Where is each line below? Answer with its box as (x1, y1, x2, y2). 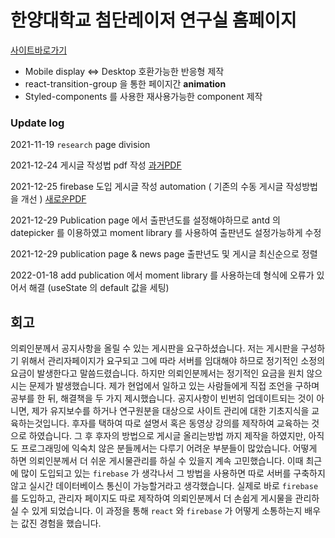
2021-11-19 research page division (10, 139, 151, 151)
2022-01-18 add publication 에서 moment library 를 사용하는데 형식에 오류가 (10, 269, 315, 281)
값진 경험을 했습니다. (20, 517, 102, 530)
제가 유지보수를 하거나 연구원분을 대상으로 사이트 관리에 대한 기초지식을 (31, 405, 310, 417)
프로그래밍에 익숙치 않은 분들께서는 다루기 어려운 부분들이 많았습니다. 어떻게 (20, 442, 318, 455)
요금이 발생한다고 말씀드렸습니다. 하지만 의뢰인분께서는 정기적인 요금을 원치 (10, 367, 305, 380)
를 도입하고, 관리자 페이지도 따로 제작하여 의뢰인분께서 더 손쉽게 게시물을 (10, 492, 293, 505)
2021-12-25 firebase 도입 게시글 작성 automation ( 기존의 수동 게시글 (10, 181, 284, 193)
